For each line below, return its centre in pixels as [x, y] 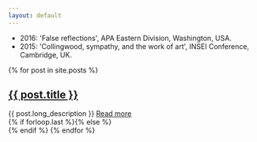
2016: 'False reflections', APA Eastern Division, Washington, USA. [125, 38]
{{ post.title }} [43, 95]
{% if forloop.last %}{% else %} [60, 122]
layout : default [35, 15]
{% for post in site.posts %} [53, 70]
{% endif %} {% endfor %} [52, 130]
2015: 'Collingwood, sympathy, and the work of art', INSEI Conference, [134, 46]
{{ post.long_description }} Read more [70, 114]
